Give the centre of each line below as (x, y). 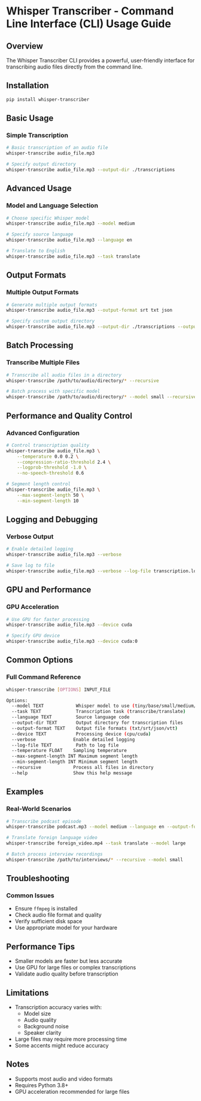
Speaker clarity (42, 1033)
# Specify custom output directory (51, 321)
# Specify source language (40, 235)
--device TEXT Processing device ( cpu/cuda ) (81, 734)
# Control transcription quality (48, 445)
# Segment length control (38, 484)
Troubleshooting (38, 878)
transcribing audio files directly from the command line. (74, 67)
